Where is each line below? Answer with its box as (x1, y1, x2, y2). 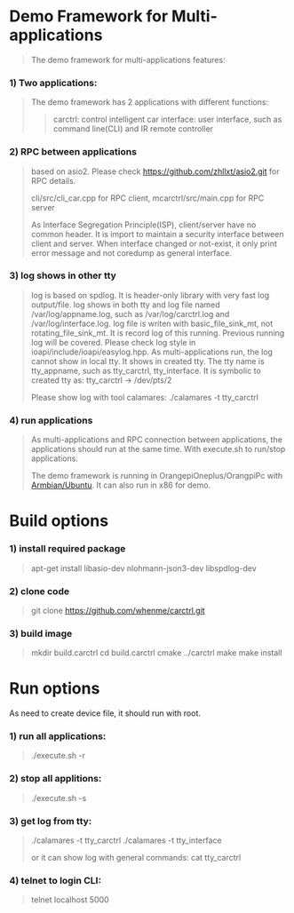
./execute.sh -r (30, 750, 86, 761)
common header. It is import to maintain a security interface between (30, 228, 284, 239)
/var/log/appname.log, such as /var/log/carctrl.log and (30, 308, 230, 319)
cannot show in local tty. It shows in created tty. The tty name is (30, 355, 265, 366)
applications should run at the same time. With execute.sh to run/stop (30, 444, 286, 455)
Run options (9, 679, 100, 699)
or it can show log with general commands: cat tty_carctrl (30, 853, 242, 863)
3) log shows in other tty (9, 269, 117, 282)
